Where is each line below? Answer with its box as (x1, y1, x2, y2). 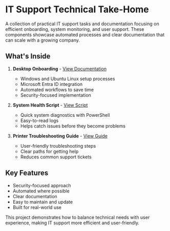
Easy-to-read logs (20, 117, 59, 123)
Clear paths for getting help (20, 148, 79, 154)
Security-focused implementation (20, 92, 91, 98)
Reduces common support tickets (20, 153, 92, 160)
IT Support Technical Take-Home (5, 4, 150, 15)
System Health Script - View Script (12, 102, 88, 108)
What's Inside (5, 52, 51, 61)
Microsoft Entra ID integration (20, 81, 83, 87)
